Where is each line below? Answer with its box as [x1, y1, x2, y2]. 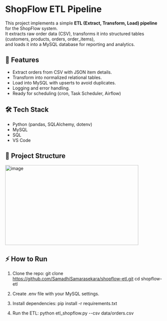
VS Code [12, 137, 31, 143]
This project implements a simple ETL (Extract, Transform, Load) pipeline [5, 20, 158, 26]
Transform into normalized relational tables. [12, 74, 102, 80]
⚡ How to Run [5, 254, 48, 263]
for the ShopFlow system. [5, 25, 58, 31]
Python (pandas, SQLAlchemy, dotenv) [12, 121, 93, 127]
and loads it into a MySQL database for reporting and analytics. [5, 41, 135, 47]
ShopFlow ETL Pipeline [5, 3, 102, 15]
